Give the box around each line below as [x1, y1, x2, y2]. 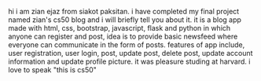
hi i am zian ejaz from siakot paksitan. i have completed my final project [8, 7, 240, 16]
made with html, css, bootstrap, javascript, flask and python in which [8, 24, 231, 32]
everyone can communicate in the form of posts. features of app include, [8, 40, 245, 50]
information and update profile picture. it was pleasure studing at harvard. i [8, 57, 251, 66]
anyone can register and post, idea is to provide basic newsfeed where [8, 31, 238, 41]
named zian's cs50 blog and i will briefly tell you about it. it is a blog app [8, 15, 242, 24]
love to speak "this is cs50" [8, 65, 97, 74]
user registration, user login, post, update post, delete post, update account [8, 49, 253, 57]
